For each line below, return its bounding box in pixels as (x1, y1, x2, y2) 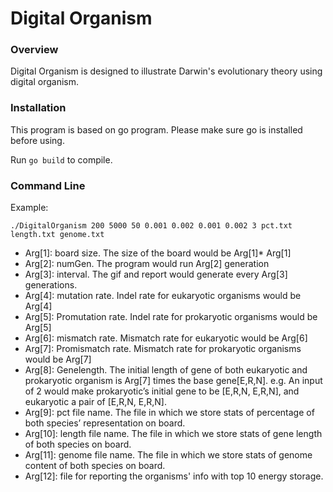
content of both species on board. (24, 460, 166, 472)
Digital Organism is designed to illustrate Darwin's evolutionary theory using (10, 65, 323, 77)
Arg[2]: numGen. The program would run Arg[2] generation (24, 258, 270, 270)
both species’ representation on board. (24, 417, 186, 429)
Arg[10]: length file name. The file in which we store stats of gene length (24, 428, 323, 440)
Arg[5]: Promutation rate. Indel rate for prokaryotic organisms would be (24, 311, 318, 323)
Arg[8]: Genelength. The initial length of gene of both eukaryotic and (24, 364, 308, 376)
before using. (10, 134, 65, 146)
